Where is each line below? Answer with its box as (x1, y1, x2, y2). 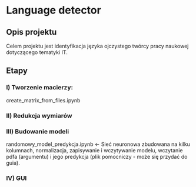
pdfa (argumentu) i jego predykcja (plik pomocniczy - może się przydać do (6, 153, 188, 160)
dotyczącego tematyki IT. (6, 49, 68, 56)
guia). (6, 159, 21, 166)
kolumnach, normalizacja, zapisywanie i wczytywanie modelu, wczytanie (6, 146, 183, 153)
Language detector (6, 4, 101, 17)
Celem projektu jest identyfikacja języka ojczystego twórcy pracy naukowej (6, 42, 189, 49)
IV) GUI (6, 174, 27, 182)
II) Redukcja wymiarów (6, 111, 72, 119)
